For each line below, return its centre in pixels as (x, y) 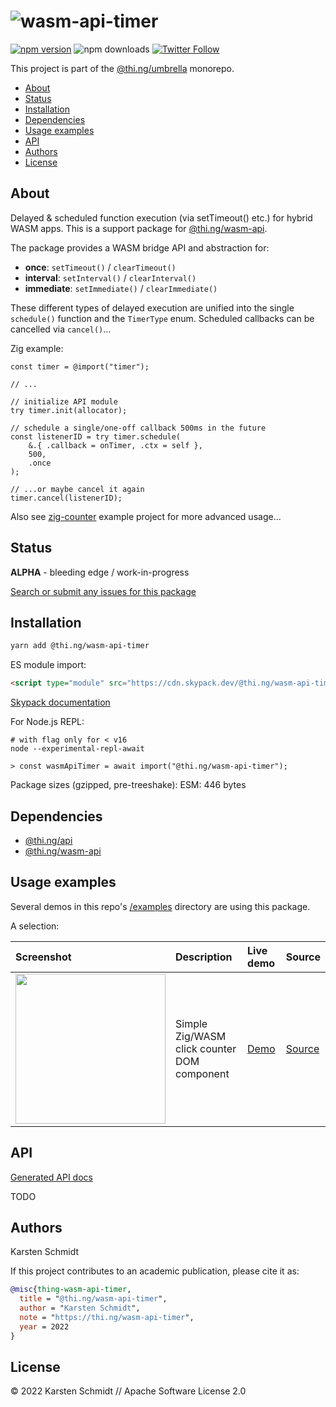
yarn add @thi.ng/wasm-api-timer (80, 646)
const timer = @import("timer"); (80, 366)
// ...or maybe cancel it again (77, 489)
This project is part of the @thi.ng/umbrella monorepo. (122, 68)
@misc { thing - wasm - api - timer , (71, 1290)
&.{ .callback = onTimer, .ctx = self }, (115, 445)
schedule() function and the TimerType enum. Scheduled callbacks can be (162, 318)
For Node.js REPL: (47, 722)
